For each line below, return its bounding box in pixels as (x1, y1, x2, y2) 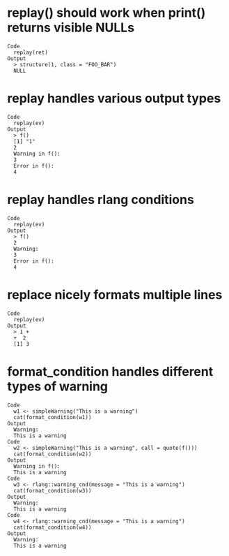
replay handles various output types (7, 91, 221, 106)
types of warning (7, 379, 109, 394)
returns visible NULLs (7, 20, 134, 36)
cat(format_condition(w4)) (13, 524, 92, 531)
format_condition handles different (7, 363, 214, 379)
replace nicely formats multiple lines (7, 287, 223, 302)
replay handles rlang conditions (7, 192, 195, 207)
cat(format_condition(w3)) (13, 487, 92, 494)
